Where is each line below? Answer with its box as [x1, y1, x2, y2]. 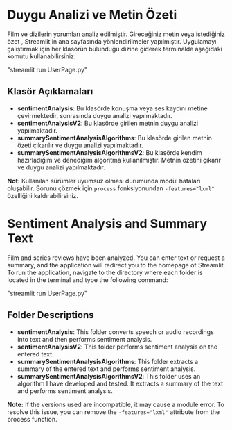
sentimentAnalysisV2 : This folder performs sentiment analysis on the [17, 342, 218, 351]
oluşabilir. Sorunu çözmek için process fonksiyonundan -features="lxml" [7, 184, 215, 192]
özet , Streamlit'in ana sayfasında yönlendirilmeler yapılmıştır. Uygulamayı [7, 37, 217, 45]
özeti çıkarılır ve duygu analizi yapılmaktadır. [17, 141, 143, 149]
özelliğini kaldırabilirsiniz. [7, 191, 78, 199]
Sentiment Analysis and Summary [7, 215, 208, 231]
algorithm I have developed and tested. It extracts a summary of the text [17, 379, 224, 388]
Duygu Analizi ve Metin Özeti [7, 7, 177, 23]
